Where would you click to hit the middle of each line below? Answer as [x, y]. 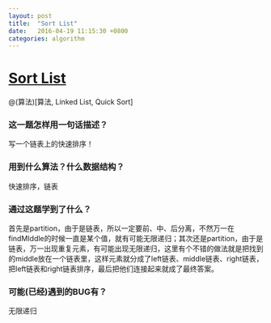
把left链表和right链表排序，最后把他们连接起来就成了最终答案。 [114, 269]
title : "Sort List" [43, 23]
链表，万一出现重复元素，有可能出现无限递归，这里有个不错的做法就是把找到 [136, 249]
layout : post [30, 16]
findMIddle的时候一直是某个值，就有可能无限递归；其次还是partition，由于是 [136, 239]
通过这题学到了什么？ [50, 209]
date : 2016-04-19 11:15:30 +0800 [68, 31]
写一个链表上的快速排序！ [51, 144]
